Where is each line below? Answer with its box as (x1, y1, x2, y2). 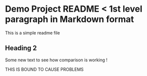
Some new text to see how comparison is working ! (5, 57, 108, 63)
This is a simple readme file (5, 30, 60, 36)
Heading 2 (5, 44, 37, 52)
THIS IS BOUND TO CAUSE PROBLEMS (5, 66, 84, 72)
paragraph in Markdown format (5, 14, 134, 25)
